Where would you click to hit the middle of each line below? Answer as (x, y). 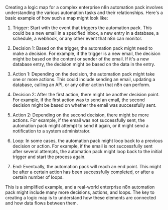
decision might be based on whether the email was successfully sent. (85, 105)
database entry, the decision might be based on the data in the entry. (84, 64)
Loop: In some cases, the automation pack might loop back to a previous (88, 141)
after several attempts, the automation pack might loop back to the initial (87, 151)
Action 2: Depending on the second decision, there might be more (81, 115)
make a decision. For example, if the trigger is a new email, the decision (86, 53)
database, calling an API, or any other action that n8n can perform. (81, 85)
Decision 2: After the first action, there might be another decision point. (86, 94)
